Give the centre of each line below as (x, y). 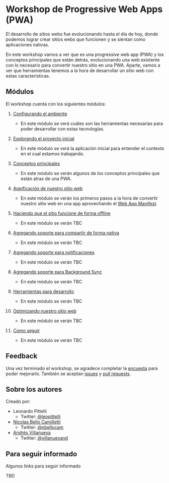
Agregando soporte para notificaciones (54, 252)
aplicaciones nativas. (27, 44)
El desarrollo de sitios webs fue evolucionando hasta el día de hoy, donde (82, 34)
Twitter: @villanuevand (44, 438)
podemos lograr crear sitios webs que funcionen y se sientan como (75, 39)
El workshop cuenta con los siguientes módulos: (56, 104)
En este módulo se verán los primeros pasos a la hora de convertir (89, 198)
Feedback (22, 356)
